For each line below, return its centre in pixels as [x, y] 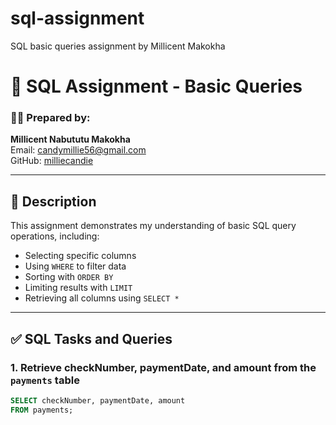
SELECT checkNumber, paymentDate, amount [98, 400]
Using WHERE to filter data [75, 266]
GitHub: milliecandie [52, 161]
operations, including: [55, 236]
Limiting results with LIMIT [78, 288]
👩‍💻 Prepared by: [50, 118]
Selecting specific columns [80, 256]
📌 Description [53, 201]
